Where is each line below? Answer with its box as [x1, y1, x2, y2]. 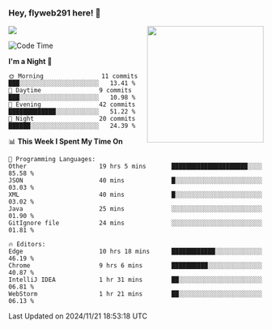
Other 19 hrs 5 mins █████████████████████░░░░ [8, 162, 263, 171]
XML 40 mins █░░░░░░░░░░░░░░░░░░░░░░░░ [8, 190, 263, 199]
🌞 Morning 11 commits [8, 72, 138, 80]
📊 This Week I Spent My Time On [8, 137, 123, 147]
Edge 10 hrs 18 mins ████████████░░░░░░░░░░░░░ [8, 247, 263, 256]
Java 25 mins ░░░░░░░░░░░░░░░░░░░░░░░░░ [8, 205, 263, 213]
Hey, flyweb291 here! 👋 [8, 7, 101, 19]
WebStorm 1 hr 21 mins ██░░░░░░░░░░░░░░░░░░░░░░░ [8, 290, 263, 298]
